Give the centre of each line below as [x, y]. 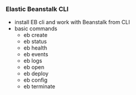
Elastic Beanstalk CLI [37, 9]
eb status [35, 42]
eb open [34, 67]
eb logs [33, 61]
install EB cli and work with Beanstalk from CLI [72, 22]
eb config [35, 80]
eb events [36, 54]
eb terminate [39, 87]
